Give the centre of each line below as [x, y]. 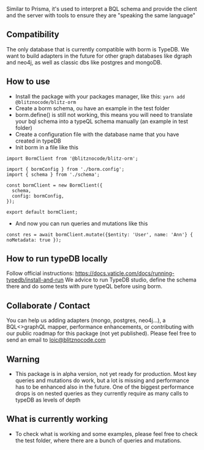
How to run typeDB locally [57, 259]
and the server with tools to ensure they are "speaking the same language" [101, 15]
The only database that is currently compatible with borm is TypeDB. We [98, 49]
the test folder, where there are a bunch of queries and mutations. [98, 440]
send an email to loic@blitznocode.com [56, 340]
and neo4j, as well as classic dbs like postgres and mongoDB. [84, 62]
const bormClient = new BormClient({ [55, 185]
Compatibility [33, 35]
